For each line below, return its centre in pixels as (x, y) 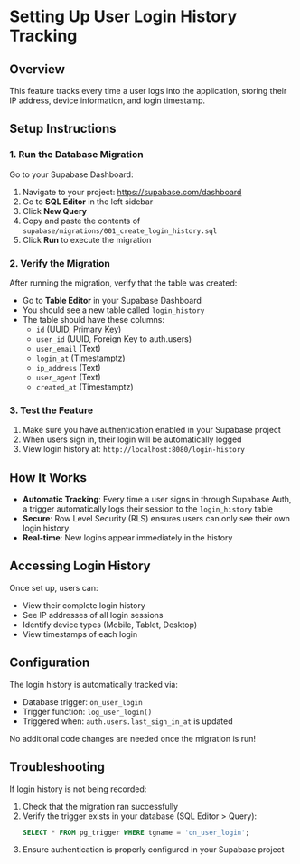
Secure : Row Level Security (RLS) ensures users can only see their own (156, 519)
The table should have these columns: (94, 319)
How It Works (48, 478)
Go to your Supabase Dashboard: (71, 174)
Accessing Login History (80, 566)
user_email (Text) (68, 348)
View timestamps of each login (80, 634)
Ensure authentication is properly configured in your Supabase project (153, 850)
